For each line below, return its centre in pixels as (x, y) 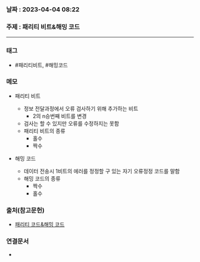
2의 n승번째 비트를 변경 (60, 116)
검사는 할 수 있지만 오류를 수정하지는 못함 (71, 123)
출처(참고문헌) (25, 210)
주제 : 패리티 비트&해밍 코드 (43, 27)
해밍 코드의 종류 (42, 178)
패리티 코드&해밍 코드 (40, 224)
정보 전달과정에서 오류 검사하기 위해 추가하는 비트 (81, 108)
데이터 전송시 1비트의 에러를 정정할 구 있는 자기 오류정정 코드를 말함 (102, 171)
